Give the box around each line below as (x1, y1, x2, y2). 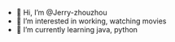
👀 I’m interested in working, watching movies (15, 16, 167, 26)
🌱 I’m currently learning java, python (15, 25, 138, 34)
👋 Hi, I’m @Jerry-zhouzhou (15, 8, 107, 17)
